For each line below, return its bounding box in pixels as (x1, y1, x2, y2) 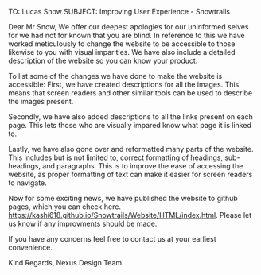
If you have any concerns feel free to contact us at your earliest (8, 234, 216, 243)
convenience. (8, 242, 53, 252)
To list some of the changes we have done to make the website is (8, 72, 223, 80)
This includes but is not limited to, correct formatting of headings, (8, 153, 223, 162)
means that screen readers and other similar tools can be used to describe (8, 88, 253, 98)
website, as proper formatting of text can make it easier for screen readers (8, 170, 253, 179)
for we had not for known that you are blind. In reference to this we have (8, 31, 245, 40)
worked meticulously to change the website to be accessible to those (8, 39, 236, 48)
